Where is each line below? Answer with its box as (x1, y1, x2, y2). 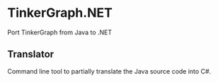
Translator (7, 48, 54, 60)
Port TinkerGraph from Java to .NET (7, 28, 113, 36)
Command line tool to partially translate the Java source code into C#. (7, 67, 212, 75)
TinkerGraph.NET (7, 5, 113, 21)
